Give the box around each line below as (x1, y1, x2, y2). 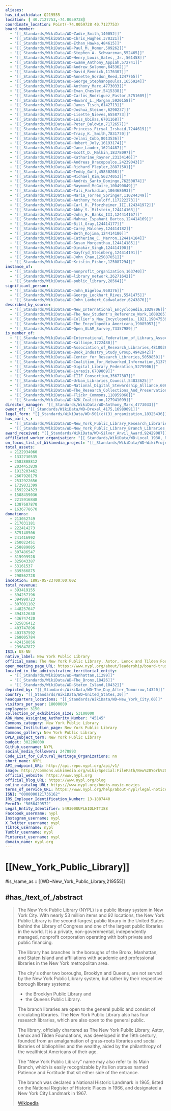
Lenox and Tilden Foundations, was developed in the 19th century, (17, 1032, 157, 1038)
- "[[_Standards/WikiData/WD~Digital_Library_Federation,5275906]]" (10, 364, 158, 369)
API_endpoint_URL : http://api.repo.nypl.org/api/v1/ (5, 763, 120, 768)
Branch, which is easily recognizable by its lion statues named (17, 1064, 149, 1070)
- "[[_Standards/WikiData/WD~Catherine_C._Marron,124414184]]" (10, 236, 147, 241)
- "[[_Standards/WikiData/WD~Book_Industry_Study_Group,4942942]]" (10, 350, 156, 355)
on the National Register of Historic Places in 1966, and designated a (17, 1084, 162, 1091)
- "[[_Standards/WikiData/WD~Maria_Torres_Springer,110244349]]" (10, 193, 152, 198)
